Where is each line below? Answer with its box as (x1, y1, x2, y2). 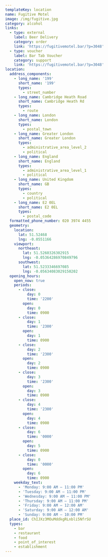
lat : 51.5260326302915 (23, 250, 69, 256)
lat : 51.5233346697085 (23, 264, 69, 269)
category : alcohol (5, 21, 43, 26)
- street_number (23, 90, 56, 95)
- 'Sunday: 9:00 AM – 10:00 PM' (18, 512, 84, 517)
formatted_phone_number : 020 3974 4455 (9, 218, 91, 224)
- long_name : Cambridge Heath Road (14, 94, 87, 99)
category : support (14, 58, 52, 63)
